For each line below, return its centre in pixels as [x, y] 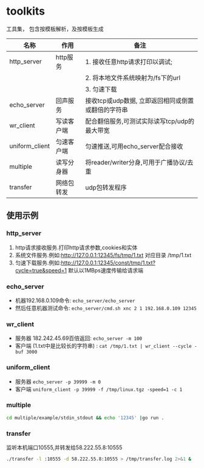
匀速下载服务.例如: [38, 263]
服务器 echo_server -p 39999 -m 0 [58, 381]
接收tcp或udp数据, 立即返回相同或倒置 [139, 101]
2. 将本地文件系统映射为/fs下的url [133, 77]
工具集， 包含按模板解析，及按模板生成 [55, 29]
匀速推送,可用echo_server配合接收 [134, 146]
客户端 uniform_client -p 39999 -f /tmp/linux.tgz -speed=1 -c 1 [99, 389]
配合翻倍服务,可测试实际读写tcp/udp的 [140, 121]
